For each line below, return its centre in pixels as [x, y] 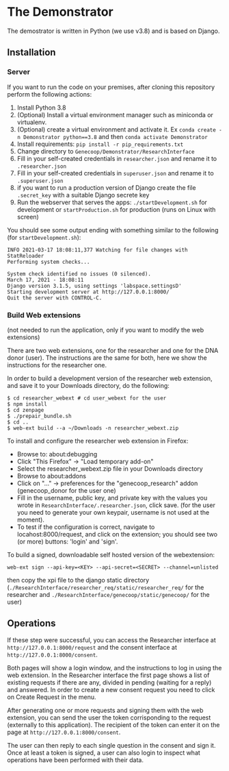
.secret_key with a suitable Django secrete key [83, 195]
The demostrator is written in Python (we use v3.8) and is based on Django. [113, 31]
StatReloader [26, 256]
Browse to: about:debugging [57, 454]
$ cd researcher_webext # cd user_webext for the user [87, 398]
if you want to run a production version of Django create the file [106, 187]
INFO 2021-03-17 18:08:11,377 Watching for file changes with [97, 250]
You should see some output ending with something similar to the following [113, 230]
